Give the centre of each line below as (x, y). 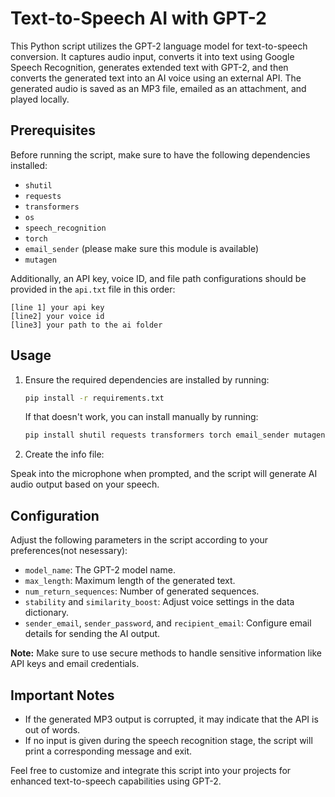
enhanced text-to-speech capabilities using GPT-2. (116, 781)
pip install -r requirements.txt (94, 398)
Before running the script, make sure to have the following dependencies (160, 154)
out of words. (52, 729)
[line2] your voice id (57, 316)
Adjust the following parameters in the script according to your (139, 540)
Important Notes (62, 695)
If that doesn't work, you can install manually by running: (141, 417)
